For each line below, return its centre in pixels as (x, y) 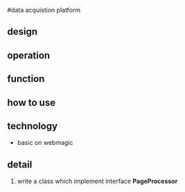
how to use (32, 102)
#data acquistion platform (44, 10)
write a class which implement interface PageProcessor (97, 181)
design (23, 32)
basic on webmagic (45, 143)
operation (29, 55)
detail (20, 165)
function (26, 79)
